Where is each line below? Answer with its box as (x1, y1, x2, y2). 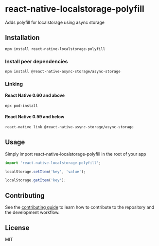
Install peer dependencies (5, 58, 68, 65)
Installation (5, 34, 40, 42)
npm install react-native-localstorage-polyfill (5, 46, 106, 52)
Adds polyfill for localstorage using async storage (5, 19, 105, 25)
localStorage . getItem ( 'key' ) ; (5, 178, 67, 183)
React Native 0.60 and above (5, 92, 65, 98)
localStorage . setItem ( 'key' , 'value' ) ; (5, 169, 86, 174)
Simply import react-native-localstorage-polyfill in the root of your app (5, 151, 146, 157)
